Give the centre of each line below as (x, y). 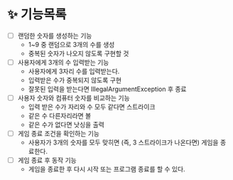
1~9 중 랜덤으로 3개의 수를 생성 (71, 44)
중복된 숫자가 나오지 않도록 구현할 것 (78, 53)
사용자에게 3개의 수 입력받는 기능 (63, 62)
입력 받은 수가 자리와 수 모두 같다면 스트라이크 (92, 107)
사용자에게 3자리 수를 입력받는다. (74, 71)
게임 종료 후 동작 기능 (47, 160)
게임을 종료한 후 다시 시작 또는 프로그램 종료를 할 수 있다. (107, 169)
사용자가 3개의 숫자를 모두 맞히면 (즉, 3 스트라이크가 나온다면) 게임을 (123, 142)
